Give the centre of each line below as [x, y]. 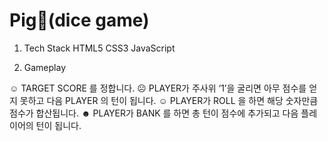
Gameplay [45, 67]
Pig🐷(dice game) [79, 20]
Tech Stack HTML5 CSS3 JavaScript [99, 48]
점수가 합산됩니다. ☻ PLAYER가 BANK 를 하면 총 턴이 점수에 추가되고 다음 [154, 113]
